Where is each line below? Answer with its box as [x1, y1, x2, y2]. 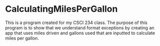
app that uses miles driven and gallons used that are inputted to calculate [5, 30, 156, 36]
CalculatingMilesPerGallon [5, 3, 118, 15]
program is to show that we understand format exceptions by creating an [5, 24, 155, 30]
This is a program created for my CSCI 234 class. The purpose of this [5, 20, 148, 25]
